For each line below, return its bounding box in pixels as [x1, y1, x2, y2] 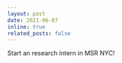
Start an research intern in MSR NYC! [7, 49, 115, 57]
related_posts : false [7, 29, 71, 37]
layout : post [7, 10, 46, 17]
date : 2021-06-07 [7, 17, 59, 24]
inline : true [7, 23, 46, 30]
